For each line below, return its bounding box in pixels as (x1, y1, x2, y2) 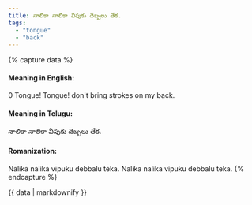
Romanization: (8, 147, 58, 156)
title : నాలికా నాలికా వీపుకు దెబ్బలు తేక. (8, 11, 122, 20)
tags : (8, 19, 26, 27)
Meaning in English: (8, 73, 75, 83)
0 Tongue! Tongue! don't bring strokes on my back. (8, 91, 175, 100)
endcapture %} (8, 172, 58, 181)
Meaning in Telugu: (8, 109, 73, 118)
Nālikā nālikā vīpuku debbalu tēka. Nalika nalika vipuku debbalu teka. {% (8, 163, 245, 173)
